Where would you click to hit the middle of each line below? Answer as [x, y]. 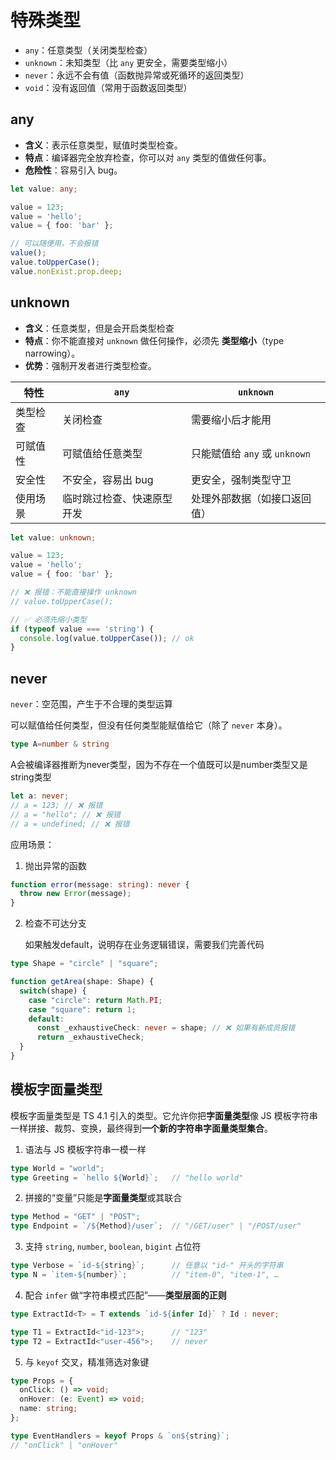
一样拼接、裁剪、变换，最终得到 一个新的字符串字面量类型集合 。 [141, 1128]
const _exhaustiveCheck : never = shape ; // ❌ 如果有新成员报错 [166, 1028]
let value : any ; [44, 189]
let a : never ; [40, 796]
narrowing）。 [52, 353]
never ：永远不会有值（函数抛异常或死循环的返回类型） [137, 75]
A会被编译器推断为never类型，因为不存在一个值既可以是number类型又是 [159, 764]
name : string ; [48, 1409]
